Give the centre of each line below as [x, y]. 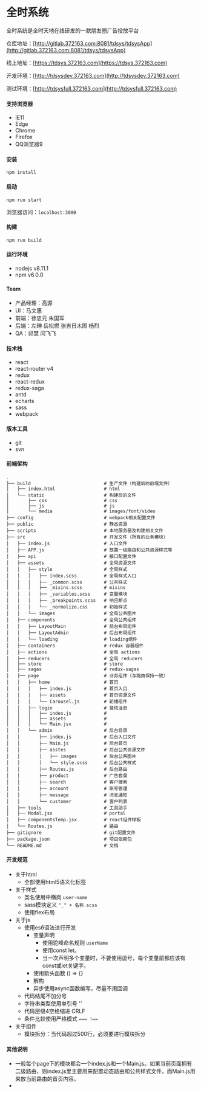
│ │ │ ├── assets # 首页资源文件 [71, 695]
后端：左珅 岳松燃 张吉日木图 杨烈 [57, 326]
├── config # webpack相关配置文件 [81, 517]
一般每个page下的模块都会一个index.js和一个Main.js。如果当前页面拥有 [104, 1064]
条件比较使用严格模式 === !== [61, 1018]
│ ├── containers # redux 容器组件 [75, 646]
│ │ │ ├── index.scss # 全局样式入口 [71, 576]
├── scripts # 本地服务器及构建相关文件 [85, 530]
